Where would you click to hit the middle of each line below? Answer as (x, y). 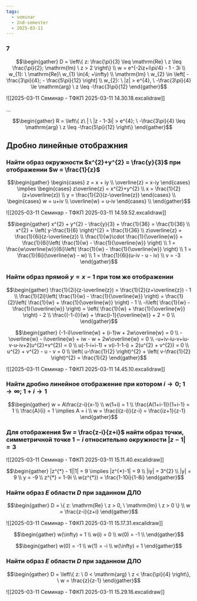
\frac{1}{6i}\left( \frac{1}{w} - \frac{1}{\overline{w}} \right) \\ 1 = (99, 243)
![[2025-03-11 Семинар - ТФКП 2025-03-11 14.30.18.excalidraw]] (86, 98)
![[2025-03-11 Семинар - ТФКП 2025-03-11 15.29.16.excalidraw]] (86, 592)
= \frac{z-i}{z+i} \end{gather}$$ (99, 512)
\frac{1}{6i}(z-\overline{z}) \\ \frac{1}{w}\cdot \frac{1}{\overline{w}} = (99, 237)
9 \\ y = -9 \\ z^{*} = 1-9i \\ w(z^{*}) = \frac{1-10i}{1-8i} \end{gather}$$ (99, 477)
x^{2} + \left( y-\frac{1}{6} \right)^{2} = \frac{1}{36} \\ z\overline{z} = (99, 230)
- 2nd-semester (30, 22)
